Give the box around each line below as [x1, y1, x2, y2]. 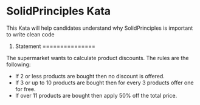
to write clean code [6, 30, 55, 38]
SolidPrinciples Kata [6, 4, 111, 18]
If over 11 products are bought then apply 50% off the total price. [15, 92, 178, 99]
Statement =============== [15, 42, 96, 50]
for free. [15, 85, 36, 92]
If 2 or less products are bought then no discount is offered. [15, 72, 165, 80]
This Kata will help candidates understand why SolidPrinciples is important [6, 24, 193, 32]
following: [6, 61, 31, 68]
